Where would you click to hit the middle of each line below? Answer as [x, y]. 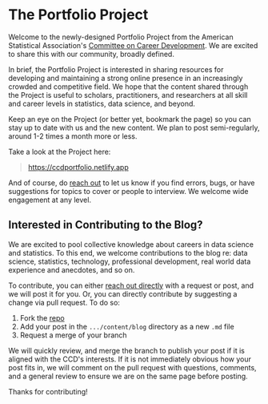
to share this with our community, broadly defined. [91, 54]
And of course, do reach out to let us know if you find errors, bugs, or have [132, 183]
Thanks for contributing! [48, 391]
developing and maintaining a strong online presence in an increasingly [126, 78]
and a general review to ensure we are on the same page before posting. [128, 376]
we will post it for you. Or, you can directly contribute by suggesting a [123, 293]
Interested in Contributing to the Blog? [106, 225]
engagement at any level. [50, 200]
